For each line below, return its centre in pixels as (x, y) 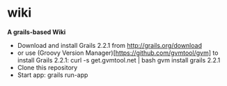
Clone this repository (47, 67)
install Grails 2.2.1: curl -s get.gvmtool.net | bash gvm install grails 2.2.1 (119, 60)
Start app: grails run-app (53, 75)
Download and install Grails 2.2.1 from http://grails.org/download (109, 45)
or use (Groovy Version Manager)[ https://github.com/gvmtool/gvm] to (118, 53)
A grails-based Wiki (37, 32)
